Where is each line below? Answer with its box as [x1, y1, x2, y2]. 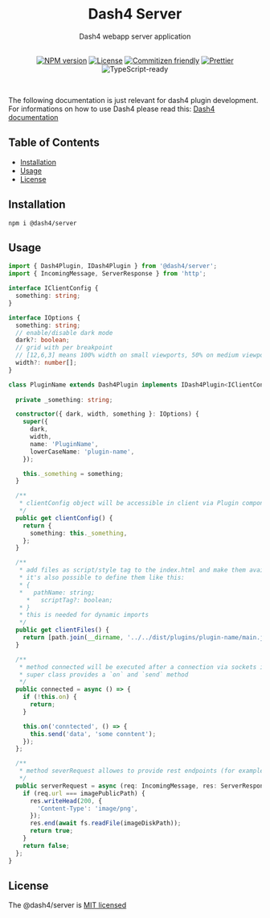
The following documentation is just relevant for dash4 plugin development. [8, 95, 259, 105]
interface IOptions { [8, 313, 81, 322]
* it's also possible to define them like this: [18, 573, 185, 581]
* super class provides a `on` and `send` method [18, 670, 189, 679]
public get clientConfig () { [15, 514, 113, 522]
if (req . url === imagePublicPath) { [22, 789, 146, 797]
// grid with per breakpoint [15, 344, 113, 352]
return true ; [29, 827, 74, 835]
